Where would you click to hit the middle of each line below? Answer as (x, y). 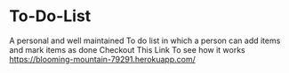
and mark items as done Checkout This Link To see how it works (128, 49)
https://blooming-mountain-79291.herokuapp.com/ (102, 59)
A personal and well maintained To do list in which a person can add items (145, 40)
